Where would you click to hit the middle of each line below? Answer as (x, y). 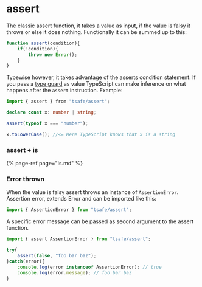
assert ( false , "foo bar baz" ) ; (57, 256)
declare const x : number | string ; (51, 112)
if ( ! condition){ (38, 49)
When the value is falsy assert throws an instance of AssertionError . (92, 192)
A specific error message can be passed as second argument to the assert (100, 221)
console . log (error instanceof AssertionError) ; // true (90, 267)
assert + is (22, 150)
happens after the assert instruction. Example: (64, 91)
